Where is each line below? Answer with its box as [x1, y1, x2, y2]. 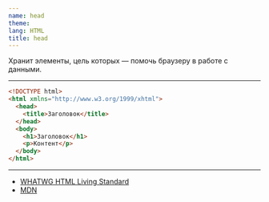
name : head [8, 11, 45, 20]
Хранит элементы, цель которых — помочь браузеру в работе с [8, 56, 228, 66]
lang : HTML [8, 26, 45, 34]
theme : [8, 19, 30, 27]
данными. [8, 65, 42, 75]
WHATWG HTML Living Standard [19, 177, 130, 186]
